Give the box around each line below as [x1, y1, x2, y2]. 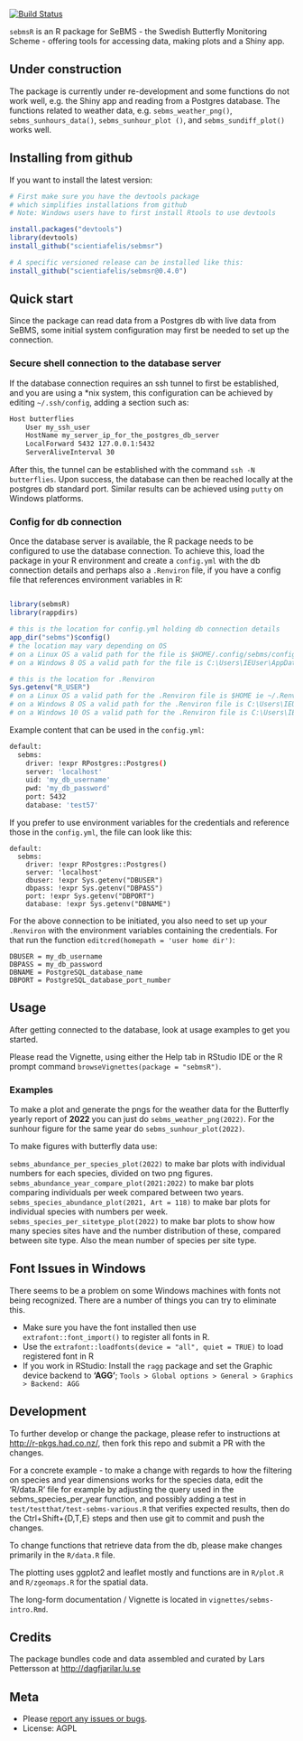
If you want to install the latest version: [9, 174, 153, 185]
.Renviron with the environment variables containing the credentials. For [9, 924, 278, 935]
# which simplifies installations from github [9, 200, 188, 210]
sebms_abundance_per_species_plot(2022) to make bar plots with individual [9, 1158, 286, 1169]
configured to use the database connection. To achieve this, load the [9, 546, 265, 557]
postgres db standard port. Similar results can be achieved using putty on [9, 483, 284, 494]
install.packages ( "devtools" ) [9, 225, 124, 234]
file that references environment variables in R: [9, 575, 183, 585]
